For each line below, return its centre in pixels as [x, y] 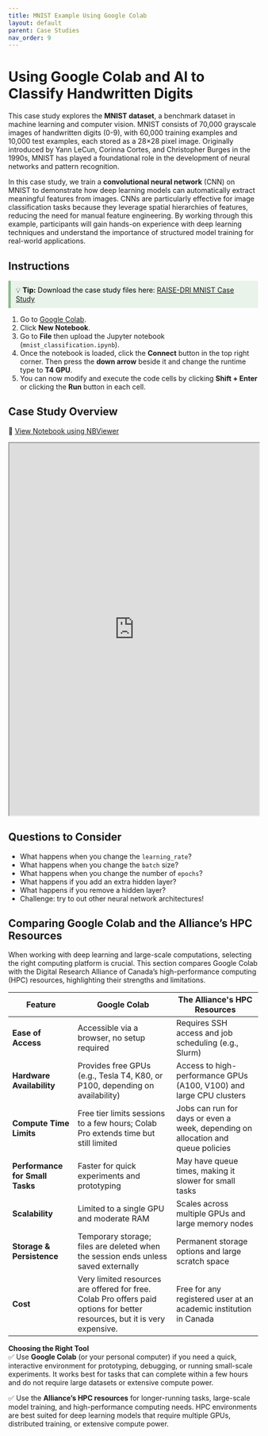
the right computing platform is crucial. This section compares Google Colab [133, 963]
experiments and [109, 1176]
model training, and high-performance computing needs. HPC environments [133, 1407]
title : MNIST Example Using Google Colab [78, 15]
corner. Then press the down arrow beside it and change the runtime [133, 361]
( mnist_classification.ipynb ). [70, 345]
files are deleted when [119, 1246]
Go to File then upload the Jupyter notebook [92, 336]
